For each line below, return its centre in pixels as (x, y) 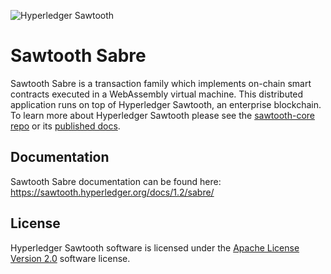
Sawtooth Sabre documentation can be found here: (116, 181)
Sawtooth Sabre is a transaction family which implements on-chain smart (161, 83)
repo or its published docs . (65, 126)
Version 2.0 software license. (70, 258)
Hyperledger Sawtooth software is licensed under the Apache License (155, 247)
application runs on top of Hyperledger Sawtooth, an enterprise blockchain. (166, 104)
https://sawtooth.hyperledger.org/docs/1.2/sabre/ (112, 192)
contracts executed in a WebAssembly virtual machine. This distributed (157, 94)
